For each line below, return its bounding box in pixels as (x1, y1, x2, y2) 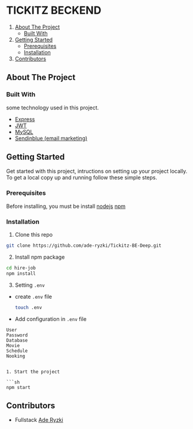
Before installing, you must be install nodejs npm (6, 203, 126, 210)
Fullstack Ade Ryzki (14, 416, 64, 424)
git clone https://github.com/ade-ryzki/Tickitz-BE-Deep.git (6, 243, 162, 249)
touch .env (14, 304, 42, 311)
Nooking (6, 353, 26, 359)
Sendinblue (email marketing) (14, 134, 88, 142)
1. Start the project (6, 369, 60, 375)
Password (6, 332, 28, 338)
